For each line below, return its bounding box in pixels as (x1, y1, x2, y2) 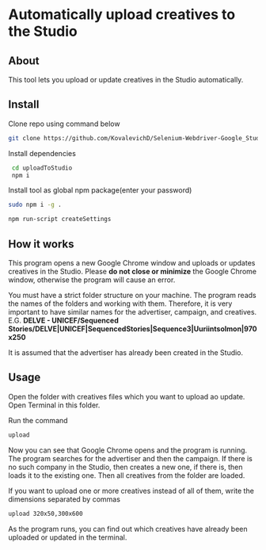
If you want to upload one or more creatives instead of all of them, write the (8, 486, 255, 495)
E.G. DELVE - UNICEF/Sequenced (8, 315, 119, 325)
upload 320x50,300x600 (8, 510, 83, 518)
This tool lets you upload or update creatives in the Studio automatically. (8, 75, 244, 84)
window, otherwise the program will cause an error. (8, 275, 176, 285)
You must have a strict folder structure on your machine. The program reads (8, 291, 256, 300)
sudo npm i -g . (8, 201, 62, 209)
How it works (8, 237, 74, 250)
